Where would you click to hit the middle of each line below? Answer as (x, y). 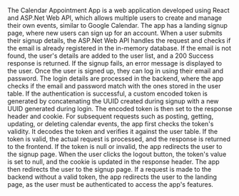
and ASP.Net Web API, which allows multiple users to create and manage (115, 18)
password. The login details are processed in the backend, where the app (116, 78)
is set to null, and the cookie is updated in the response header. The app (113, 162)
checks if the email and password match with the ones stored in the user (114, 86)
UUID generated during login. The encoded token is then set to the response (120, 109)
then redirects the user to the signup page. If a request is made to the (110, 169)
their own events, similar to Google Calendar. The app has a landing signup (118, 25)
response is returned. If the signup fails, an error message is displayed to (115, 63)
